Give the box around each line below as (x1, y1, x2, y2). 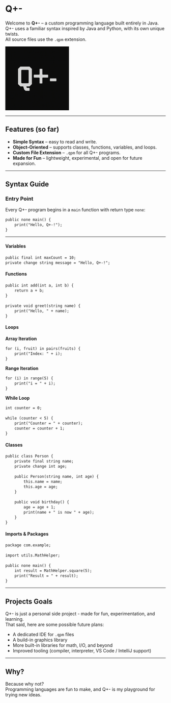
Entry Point (5, 195, 34, 202)
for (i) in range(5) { (5, 376, 53, 381)
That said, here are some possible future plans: (5, 621, 104, 628)
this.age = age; (23, 484, 58, 490)
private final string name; (14, 459, 74, 464)
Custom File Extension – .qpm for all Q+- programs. (12, 149, 121, 156)
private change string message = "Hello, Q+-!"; (5, 260, 110, 265)
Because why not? (5, 681, 44, 687)
